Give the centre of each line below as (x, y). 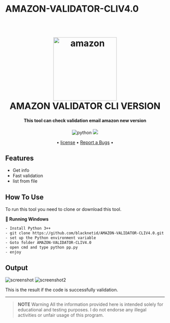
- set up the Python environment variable (51, 238)
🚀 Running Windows (27, 219)
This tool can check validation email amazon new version (85, 120)
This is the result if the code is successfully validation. (62, 290)
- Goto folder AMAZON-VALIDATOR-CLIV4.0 (49, 242)
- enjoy (13, 252)
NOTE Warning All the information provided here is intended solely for (90, 304)
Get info (21, 170)
